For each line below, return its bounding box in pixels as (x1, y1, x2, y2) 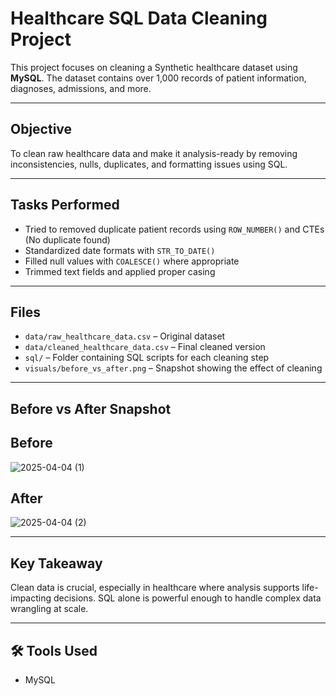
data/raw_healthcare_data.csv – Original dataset (24, 330, 226, 342)
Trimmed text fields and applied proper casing (24, 265, 216, 277)
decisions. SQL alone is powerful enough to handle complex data (53, 592, 322, 604)
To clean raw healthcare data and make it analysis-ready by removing (10, 147, 298, 159)
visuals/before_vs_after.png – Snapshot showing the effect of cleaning (24, 362, 323, 374)
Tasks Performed (10, 197, 120, 214)
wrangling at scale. (10, 603, 89, 615)
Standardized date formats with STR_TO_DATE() (24, 244, 216, 256)
